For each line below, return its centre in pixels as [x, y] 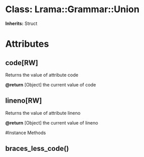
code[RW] [22, 63]
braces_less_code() [37, 149]
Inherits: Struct [21, 23]
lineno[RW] [24, 101]
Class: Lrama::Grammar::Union [73, 9]
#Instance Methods [26, 133]
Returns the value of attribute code [42, 75]
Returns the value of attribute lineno [43, 113]
